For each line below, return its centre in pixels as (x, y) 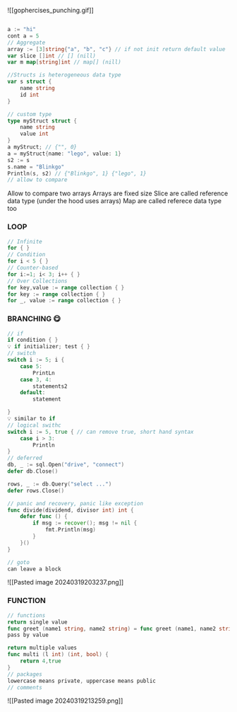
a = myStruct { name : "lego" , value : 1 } (64, 154)
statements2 (50, 386)
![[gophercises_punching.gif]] (50, 10)
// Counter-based (33, 268)
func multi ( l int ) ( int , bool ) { (58, 655)
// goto (19, 562)
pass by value (28, 635)
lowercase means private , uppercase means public (82, 681)
